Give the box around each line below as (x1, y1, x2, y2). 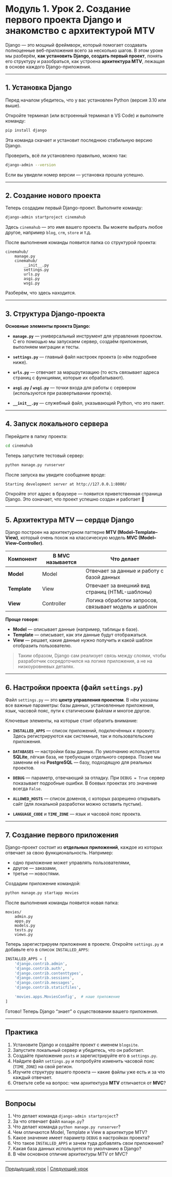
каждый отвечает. (12, 1074, 53, 1080)
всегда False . (12, 786, 42, 792)
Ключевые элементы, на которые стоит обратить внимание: (5, 717, 138, 724)
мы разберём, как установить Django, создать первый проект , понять (5, 52, 163, 59)
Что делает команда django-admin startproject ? (12, 1113, 119, 1119)
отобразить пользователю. (12, 643, 72, 649)
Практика (5, 1028, 38, 1036)
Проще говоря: (5, 616, 39, 623)
